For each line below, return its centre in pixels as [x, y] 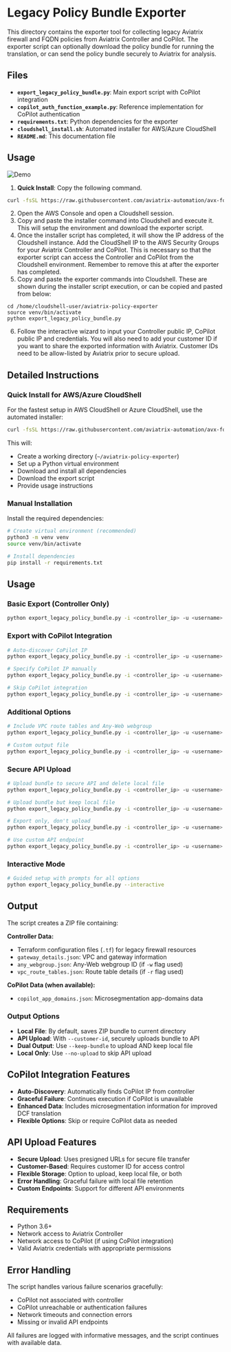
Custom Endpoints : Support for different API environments [100, 1188]
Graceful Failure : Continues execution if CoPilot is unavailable [105, 1098]
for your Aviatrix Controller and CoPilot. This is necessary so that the [114, 250]
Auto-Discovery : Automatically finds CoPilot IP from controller [106, 1091]
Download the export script [56, 478]
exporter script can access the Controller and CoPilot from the [105, 257]
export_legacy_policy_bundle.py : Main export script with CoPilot [109, 92]
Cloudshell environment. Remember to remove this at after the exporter [118, 265]
